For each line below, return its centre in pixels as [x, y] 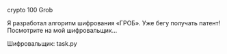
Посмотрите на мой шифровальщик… [62, 30]
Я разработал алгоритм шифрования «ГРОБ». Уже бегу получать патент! [114, 23]
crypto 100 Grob [30, 10]
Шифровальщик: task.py [42, 43]
